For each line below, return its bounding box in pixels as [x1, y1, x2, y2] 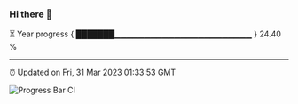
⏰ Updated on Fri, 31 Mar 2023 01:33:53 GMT [9, 67, 176, 78]
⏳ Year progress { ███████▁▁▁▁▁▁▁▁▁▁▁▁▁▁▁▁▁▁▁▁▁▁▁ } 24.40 [9, 28, 282, 39]
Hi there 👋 [9, 8, 53, 20]
